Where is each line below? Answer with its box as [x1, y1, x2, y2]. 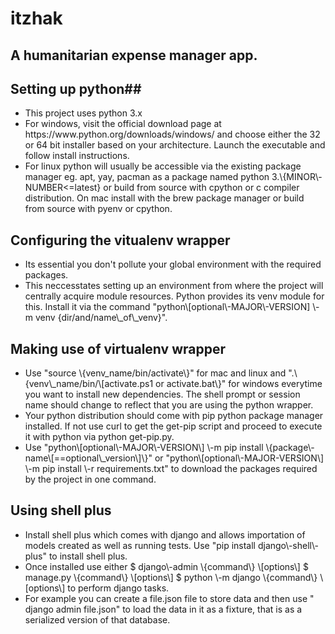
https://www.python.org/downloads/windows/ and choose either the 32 [24, 128, 321, 141]
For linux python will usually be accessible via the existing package [24, 160, 302, 172]
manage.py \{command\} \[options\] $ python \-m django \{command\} [24, 571, 318, 583]
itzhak [10, 7, 63, 30]
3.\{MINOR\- [271, 171, 323, 183]
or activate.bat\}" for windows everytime [155, 378, 323, 390]
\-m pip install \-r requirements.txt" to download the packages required [24, 463, 318, 475]
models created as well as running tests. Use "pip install [24, 539, 257, 551]
